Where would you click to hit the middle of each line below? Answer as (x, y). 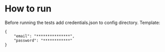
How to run (28, 9)
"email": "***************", (44, 36)
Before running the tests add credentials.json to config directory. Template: (82, 22)
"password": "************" (43, 40)
